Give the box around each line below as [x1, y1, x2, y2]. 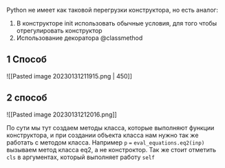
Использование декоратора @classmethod [16, 34, 143, 42]
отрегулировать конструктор [16, 27, 103, 34]
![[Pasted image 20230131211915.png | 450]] [6, 72, 132, 80]
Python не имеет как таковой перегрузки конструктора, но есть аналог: [6, 6, 218, 14]
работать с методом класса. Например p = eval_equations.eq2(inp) [6, 138, 205, 147]
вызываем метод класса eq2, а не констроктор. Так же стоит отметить [6, 145, 217, 154]
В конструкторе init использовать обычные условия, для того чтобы [16, 19, 217, 27]
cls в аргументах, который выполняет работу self [6, 153, 156, 161]
